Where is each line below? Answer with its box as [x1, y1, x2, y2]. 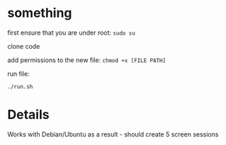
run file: [7, 69, 30, 78]
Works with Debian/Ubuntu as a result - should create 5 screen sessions [7, 129, 219, 139]
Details [7, 107, 50, 123]
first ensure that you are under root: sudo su [7, 28, 136, 37]
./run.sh [7, 83, 33, 90]
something [7, 5, 72, 21]
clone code [7, 42, 40, 50]
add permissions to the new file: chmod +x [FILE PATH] [7, 55, 166, 64]
